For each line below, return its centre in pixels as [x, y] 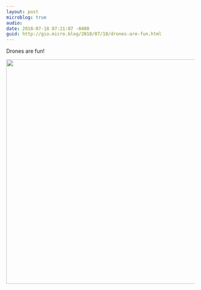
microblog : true [26, 17]
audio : [14, 23]
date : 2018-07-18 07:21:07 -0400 [48, 28]
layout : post [22, 12]
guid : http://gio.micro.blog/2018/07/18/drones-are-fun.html [84, 34]
